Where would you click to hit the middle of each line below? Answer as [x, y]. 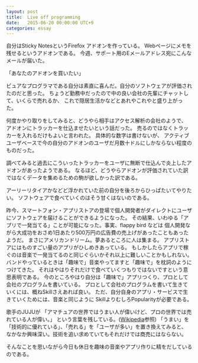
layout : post [22, 12]
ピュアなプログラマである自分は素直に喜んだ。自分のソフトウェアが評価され [99, 86]
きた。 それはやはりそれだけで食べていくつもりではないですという [102, 270]
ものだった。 [22, 150]
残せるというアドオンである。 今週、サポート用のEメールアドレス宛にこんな [99, 53]
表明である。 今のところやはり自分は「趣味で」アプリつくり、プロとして [100, 277]
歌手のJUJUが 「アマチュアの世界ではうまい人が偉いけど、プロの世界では [96, 312]
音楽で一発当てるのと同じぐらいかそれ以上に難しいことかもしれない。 [107, 255]
